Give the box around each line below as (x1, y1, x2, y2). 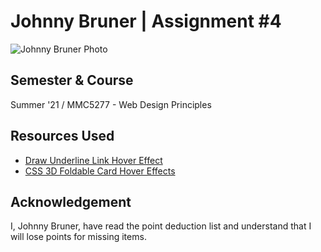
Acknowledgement (10, 193, 132, 210)
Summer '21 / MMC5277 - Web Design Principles (10, 98, 212, 110)
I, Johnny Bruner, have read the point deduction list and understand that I (10, 220, 312, 232)
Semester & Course (10, 72, 134, 89)
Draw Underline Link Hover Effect (24, 154, 163, 166)
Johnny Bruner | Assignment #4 (10, 10, 282, 33)
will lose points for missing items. (10, 231, 147, 243)
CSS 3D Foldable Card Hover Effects (24, 165, 176, 177)
